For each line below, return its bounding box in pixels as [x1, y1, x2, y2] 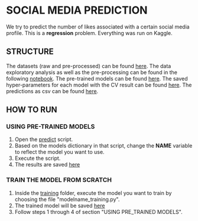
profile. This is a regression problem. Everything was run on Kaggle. [6, 29, 173, 36]
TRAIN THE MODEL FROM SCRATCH [6, 176, 112, 184]
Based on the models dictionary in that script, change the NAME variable [14, 142, 193, 149]
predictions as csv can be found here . [6, 87, 99, 95]
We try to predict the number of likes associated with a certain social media [6, 23, 190, 30]
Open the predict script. [14, 136, 73, 143]
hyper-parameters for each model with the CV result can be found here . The [6, 81, 192, 88]
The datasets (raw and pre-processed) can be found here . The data [6, 62, 171, 69]
